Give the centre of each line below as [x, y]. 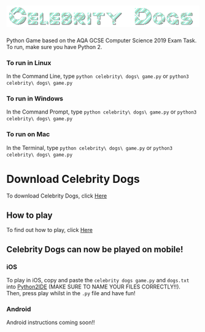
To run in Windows [35, 98]
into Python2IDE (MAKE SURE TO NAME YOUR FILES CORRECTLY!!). [94, 287]
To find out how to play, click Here [50, 230]
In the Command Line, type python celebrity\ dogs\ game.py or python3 [98, 76]
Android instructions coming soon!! [51, 322]
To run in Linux [29, 63]
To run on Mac [28, 134]
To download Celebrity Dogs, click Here [57, 196]
